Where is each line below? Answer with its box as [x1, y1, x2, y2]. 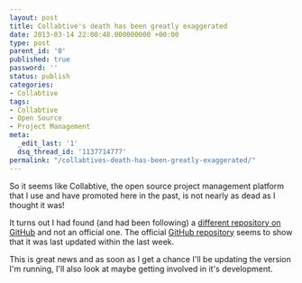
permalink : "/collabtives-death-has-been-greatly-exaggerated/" [9, 155, 256, 165]
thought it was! [9, 199, 65, 210]
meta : [9, 131, 30, 140]
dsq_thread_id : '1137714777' [17, 147, 127, 156]
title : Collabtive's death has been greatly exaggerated [9, 22, 228, 31]
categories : [9, 80, 54, 89]
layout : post [9, 13, 59, 23]
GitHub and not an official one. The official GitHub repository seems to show [9, 226, 293, 237]
